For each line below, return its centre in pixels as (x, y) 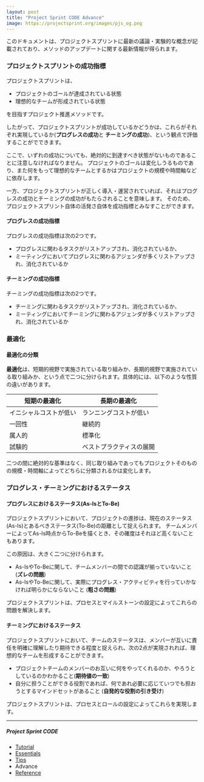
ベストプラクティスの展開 (118, 447)
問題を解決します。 (30, 610)
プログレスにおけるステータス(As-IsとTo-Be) (63, 503)
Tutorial (25, 747)
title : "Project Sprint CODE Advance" (55, 18)
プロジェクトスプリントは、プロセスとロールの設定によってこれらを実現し (99, 704)
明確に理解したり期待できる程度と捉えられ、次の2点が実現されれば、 (104, 648)
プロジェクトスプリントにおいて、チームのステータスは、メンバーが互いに (99, 640)
